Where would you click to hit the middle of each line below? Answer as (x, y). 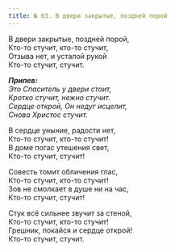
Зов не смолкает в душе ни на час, (69, 189)
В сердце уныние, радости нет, (62, 130)
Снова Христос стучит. (48, 115)
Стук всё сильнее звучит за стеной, (70, 213)
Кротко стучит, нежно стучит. (59, 97)
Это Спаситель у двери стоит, (60, 89)
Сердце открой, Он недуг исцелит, (68, 106)
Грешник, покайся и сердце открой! (71, 230)
